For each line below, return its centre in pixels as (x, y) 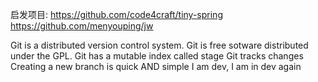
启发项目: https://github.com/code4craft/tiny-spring (116, 14)
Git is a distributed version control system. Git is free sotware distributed (159, 45)
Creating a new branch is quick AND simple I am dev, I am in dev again (156, 66)
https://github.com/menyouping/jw (82, 26)
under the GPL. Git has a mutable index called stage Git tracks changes (157, 56)
